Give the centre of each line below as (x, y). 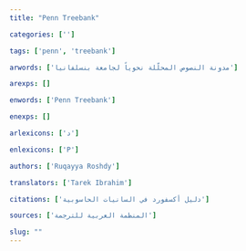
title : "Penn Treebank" (55, 18)
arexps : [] (30, 84)
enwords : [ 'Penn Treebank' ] (63, 100)
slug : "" (26, 232)
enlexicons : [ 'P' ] (44, 150)
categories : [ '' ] (42, 34)
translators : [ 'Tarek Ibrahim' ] (71, 183)
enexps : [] (30, 117)
